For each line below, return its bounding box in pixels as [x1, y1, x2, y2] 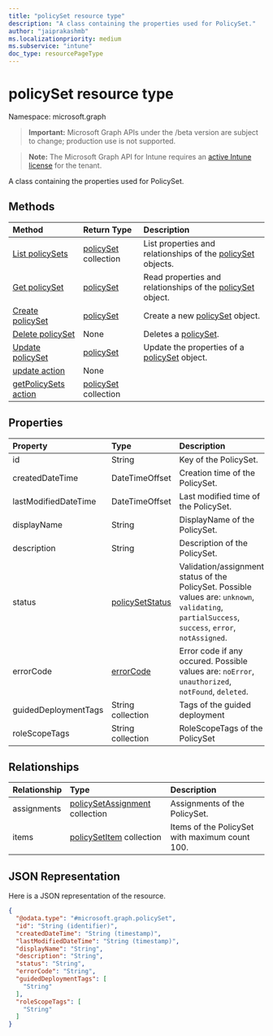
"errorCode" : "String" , [15, 968, 96, 976]
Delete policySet [12, 328, 76, 339]
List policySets [12, 247, 68, 259]
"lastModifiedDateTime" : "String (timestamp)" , [15, 937, 180, 945]
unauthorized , [179, 675, 232, 687]
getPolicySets [12, 378, 65, 389]
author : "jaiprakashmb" [8, 27, 89, 35]
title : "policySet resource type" [8, 11, 126, 20]
